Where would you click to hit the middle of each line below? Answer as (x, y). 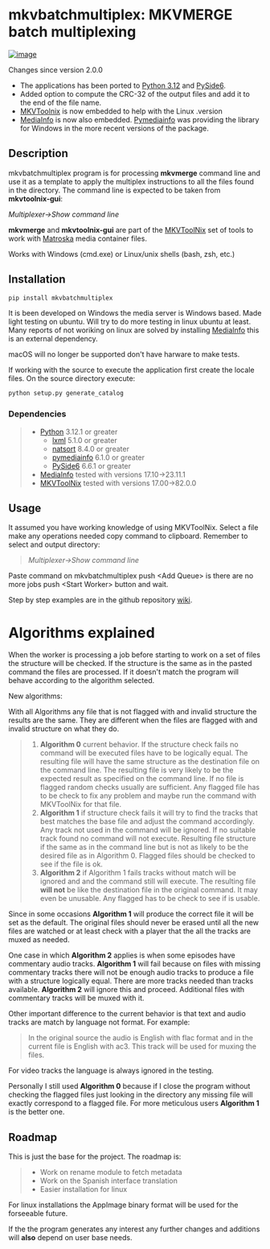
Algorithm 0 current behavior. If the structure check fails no (139, 744)
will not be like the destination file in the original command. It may (149, 890)
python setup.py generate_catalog (66, 393)
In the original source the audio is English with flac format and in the (140, 1038)
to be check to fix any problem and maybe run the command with (148, 796)
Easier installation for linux (84, 1189)
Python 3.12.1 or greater (79, 432)
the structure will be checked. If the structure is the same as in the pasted (130, 664)
